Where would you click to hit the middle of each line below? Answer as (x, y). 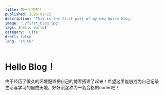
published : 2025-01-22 (28, 14)
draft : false (18, 37)
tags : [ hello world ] (26, 28)
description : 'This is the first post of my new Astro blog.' (70, 19)
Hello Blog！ (31, 67)
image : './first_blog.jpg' (32, 23)
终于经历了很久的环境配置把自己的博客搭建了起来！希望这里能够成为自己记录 (82, 81)
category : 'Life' (23, 32)
